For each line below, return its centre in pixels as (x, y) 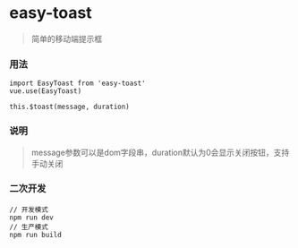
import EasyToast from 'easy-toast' (77, 83)
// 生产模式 (29, 227)
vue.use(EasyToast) (46, 91)
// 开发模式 (29, 210)
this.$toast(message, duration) (69, 107)
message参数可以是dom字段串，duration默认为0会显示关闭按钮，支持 (160, 152)
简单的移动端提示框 (67, 38)
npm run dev (31, 218)
